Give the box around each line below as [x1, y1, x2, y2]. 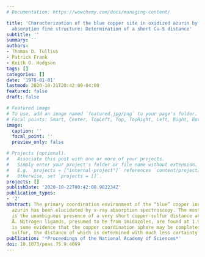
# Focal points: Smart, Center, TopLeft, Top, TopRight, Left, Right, [6, 116, 190, 122]
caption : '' [12, 128, 43, 134]
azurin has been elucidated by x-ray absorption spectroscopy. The [12, 207, 187, 213]
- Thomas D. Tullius [6, 48, 59, 55]
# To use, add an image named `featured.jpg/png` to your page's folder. [6, 111, 198, 117]
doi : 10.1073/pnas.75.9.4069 [6, 241, 81, 248]
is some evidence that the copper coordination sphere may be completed [12, 224, 201, 230]
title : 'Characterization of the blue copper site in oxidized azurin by [6, 20, 198, 26]
